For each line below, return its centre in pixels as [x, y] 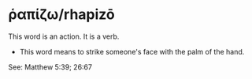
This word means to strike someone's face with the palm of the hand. [132, 51]
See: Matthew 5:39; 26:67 [50, 67]
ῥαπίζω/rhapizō [62, 15]
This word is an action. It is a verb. [64, 36]
